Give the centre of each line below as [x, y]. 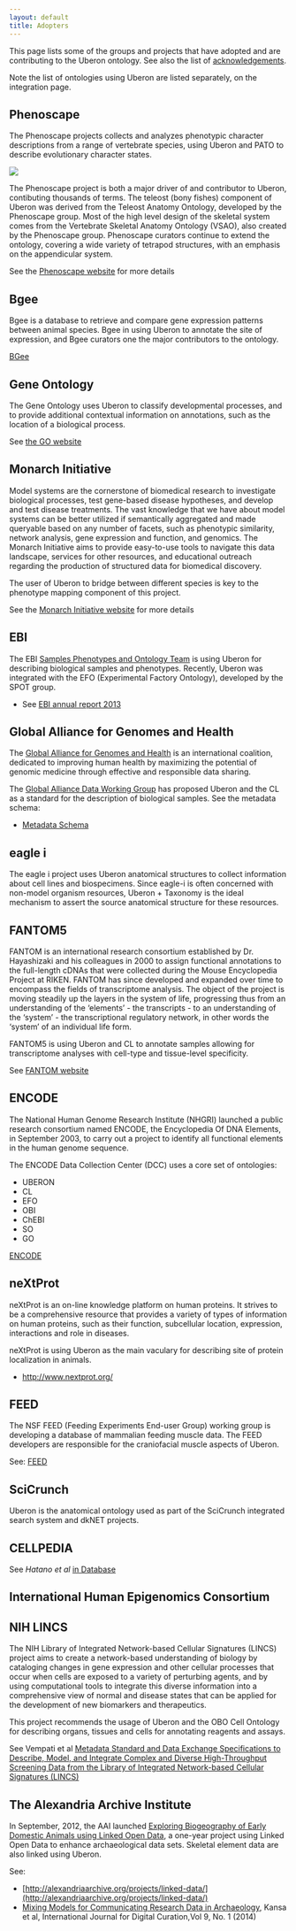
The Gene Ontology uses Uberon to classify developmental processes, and [146, 405]
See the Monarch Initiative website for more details [102, 609]
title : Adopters [39, 26]
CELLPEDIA [41, 1548]
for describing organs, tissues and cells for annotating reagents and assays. [147, 1732]
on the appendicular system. [61, 254]
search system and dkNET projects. [74, 1520]
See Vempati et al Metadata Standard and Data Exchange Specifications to [145, 1749]
